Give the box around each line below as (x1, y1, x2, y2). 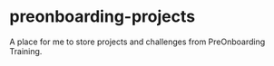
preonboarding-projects (9, 6, 196, 27)
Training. (9, 45, 43, 56)
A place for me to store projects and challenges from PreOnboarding (9, 36, 266, 47)
